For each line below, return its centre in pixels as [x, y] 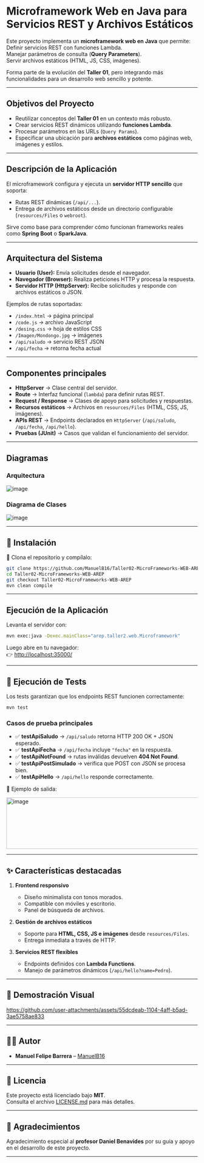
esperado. [28, 743]
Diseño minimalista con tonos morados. [73, 897]
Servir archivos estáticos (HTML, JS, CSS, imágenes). [74, 60]
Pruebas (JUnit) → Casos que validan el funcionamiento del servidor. [102, 433]
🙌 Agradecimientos [43, 1127]
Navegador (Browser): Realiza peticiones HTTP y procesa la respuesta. [105, 279]
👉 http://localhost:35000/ [39, 655]
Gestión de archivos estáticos [53, 922]
